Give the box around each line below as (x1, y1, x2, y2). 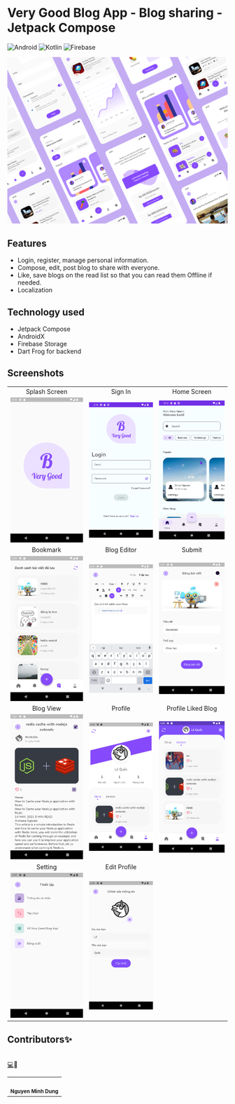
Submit (181, 545, 203, 554)
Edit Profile (105, 862, 137, 871)
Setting (36, 862, 57, 871)
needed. (17, 278, 42, 287)
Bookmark (31, 545, 62, 554)
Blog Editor (105, 545, 137, 554)
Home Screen (172, 387, 212, 395)
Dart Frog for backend (17, 347, 82, 355)
